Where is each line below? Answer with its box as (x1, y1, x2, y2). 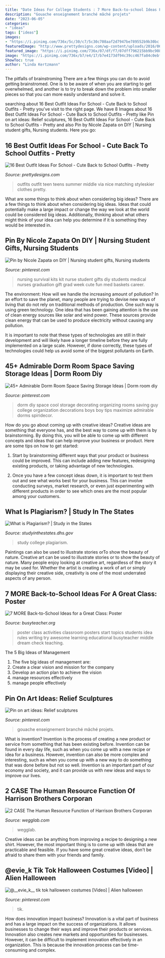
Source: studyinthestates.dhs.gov (5, 530, 74, 536)
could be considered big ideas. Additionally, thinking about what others (5, 211, 149, 217)
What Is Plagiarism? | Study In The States (5, 507, 134, 516)
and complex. (28, 947, 56, 953)
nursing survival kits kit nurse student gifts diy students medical (17, 276, 146, 282)
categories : (5, 21, 29, 26)
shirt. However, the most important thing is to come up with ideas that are (5, 841, 154, 847)
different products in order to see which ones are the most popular (12, 488, 147, 494)
